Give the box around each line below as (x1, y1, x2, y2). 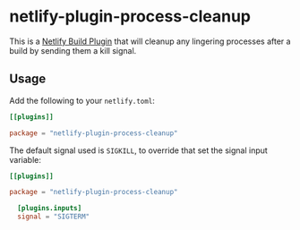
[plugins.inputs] (17, 204, 82, 213)
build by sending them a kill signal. (9, 45, 137, 55)
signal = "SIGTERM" (17, 212, 90, 221)
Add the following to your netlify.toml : (9, 95, 155, 106)
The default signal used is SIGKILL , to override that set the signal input (9, 145, 269, 156)
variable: (9, 154, 42, 165)
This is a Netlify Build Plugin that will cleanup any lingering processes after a (9, 36, 291, 47)
